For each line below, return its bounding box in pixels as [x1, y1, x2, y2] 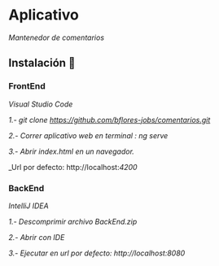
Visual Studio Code [8, 99, 73, 109]
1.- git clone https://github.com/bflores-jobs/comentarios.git [8, 115, 211, 124]
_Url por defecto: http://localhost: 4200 [8, 162, 138, 172]
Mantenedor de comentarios [8, 33, 104, 42]
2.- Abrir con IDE [8, 232, 65, 242]
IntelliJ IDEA [8, 201, 49, 211]
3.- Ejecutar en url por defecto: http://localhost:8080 [8, 248, 186, 258]
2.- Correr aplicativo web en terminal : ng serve [8, 130, 169, 140]
